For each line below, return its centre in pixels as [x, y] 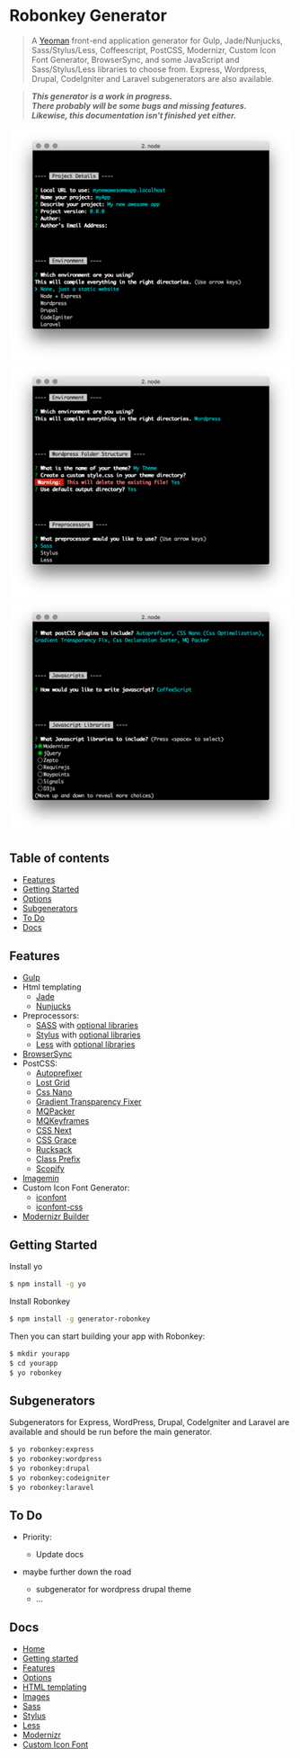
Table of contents [59, 858]
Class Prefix [58, 1159]
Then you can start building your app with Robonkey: [107, 1336]
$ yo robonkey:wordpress [56, 1459]
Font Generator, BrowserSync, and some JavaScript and [135, 59]
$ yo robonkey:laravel [52, 1487]
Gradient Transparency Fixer [88, 1102]
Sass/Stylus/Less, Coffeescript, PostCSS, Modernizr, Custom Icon [154, 49]
